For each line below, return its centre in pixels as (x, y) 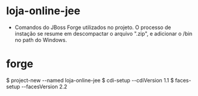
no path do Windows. (41, 40)
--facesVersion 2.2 (44, 87)
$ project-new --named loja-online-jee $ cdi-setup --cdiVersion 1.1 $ (90, 80)
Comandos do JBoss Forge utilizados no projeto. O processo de (93, 27)
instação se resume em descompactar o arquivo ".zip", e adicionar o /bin (103, 33)
